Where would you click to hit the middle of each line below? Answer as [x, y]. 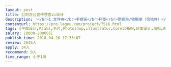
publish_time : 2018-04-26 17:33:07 [43, 38]
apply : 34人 [18, 47]
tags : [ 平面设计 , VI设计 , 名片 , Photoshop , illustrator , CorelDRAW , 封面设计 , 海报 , [84, 29]
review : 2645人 [21, 43]
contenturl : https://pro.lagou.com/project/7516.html [64, 24]
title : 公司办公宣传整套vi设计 [35, 15]
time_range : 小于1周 [26, 57]
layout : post [19, 10]
